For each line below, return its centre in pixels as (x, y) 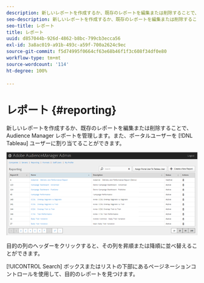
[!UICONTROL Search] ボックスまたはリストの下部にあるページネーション (99, 267)
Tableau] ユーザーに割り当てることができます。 (66, 143)
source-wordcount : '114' (38, 64)
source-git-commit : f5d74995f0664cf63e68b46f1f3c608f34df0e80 (87, 52)
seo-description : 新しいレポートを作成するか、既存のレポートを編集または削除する (100, 19)
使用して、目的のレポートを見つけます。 (88, 274)
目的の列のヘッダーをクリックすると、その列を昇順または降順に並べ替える (99, 246)
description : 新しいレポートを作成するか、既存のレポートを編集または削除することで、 (103, 13)
